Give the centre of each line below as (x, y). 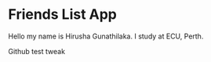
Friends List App (63, 15)
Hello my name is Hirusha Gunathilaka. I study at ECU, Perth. (106, 36)
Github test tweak (36, 51)
